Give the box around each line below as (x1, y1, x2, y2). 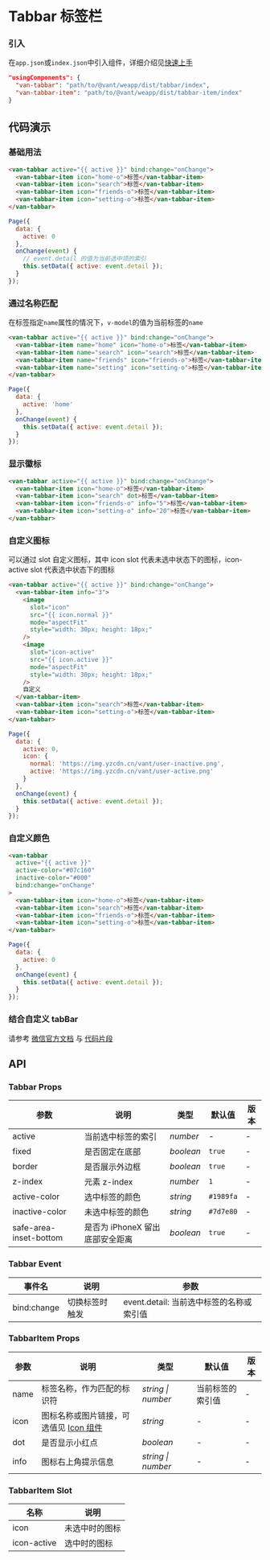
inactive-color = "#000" (15, 874, 92, 882)
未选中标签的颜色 (84, 1207, 149, 1218)
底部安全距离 (84, 1234, 133, 1245)
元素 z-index (84, 1176, 133, 1188)
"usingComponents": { (8, 74, 81, 82)
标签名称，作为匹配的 (41, 1382, 122, 1394)
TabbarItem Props (8, 1332, 80, 1344)
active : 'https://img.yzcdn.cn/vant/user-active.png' (29, 767, 215, 776)
